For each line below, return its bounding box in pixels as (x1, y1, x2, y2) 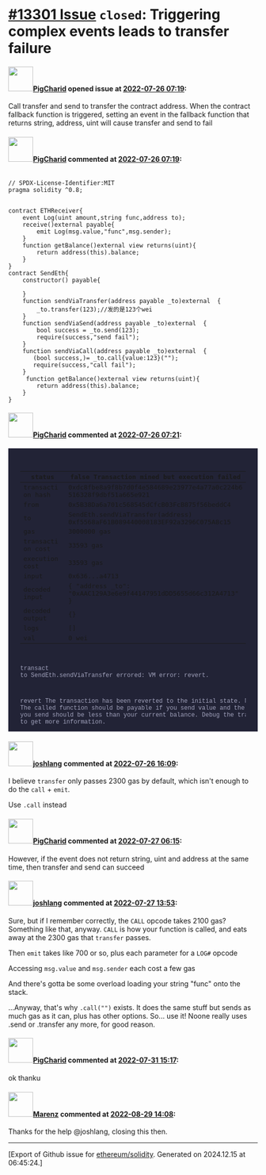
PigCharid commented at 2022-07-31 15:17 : (32, 1055, 180, 1065)
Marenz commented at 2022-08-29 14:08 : (32, 1109, 177, 1119)
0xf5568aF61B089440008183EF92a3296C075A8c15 (68, 517, 231, 526)
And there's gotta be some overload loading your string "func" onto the (8, 978, 241, 989)
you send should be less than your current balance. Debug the (20, 712, 235, 720)
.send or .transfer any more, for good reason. (8, 1019, 156, 1029)
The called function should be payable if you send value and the (20, 705, 245, 712)
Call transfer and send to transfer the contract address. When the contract (8, 102, 251, 111)
